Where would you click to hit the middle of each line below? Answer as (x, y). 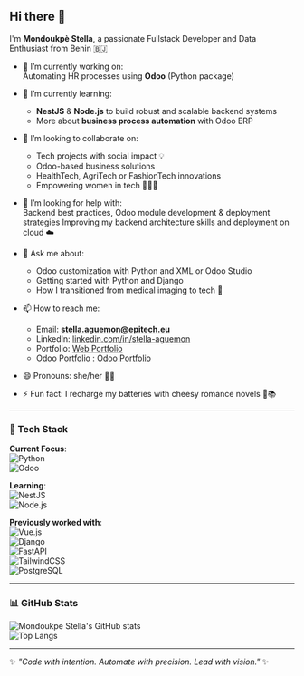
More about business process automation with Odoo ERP (144, 121)
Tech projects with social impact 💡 (100, 156)
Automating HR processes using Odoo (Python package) (128, 76)
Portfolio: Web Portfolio (79, 348)
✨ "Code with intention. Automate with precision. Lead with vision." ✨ (139, 662)
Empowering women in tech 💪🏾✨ (97, 185)
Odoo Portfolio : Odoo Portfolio (94, 358)
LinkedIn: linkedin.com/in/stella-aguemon (113, 338)
